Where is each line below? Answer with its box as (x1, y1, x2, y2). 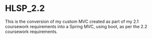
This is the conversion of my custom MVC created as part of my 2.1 (5, 19, 139, 24)
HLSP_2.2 (5, 3, 45, 14)
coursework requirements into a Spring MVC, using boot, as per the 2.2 (5, 23, 148, 29)
